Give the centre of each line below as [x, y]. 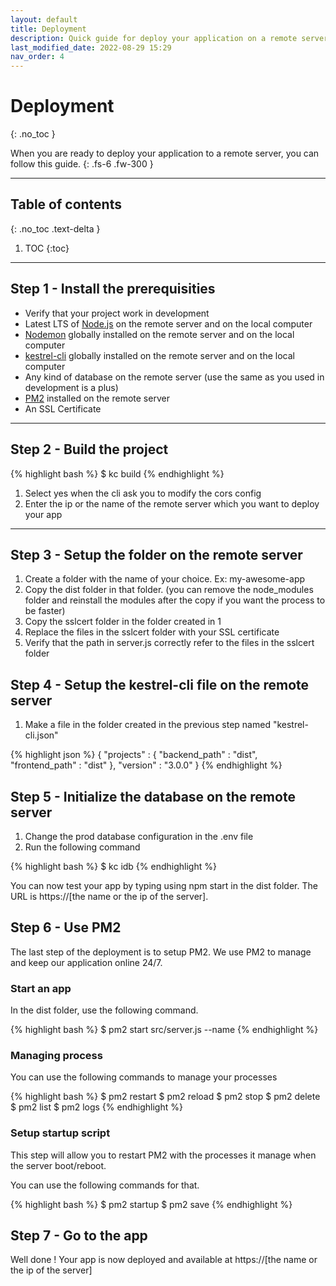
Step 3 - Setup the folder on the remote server [156, 554]
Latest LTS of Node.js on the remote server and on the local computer [168, 323]
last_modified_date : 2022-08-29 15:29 [91, 47]
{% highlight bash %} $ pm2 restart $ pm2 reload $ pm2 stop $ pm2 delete [165, 1097]
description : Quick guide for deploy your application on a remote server [169, 38]
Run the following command [82, 847]
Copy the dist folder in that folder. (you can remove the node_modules [169, 590]
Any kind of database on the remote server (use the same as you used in [174, 377]
